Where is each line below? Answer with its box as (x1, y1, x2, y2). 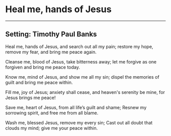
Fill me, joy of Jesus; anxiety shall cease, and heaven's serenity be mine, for (5, 89, 165, 95)
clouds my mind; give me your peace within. (5, 125, 98, 131)
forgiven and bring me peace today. (5, 64, 80, 70)
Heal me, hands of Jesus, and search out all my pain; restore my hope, (5, 43, 154, 49)
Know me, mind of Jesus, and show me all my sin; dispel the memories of (5, 74, 159, 80)
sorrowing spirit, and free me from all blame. (5, 110, 98, 116)
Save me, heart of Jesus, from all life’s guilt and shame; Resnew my (5, 104, 147, 110)
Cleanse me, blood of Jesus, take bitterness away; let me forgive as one (5, 58, 157, 64)
